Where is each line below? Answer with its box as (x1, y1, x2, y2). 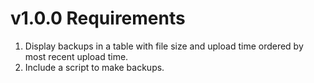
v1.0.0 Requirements (10, 7, 186, 30)
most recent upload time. (24, 50, 129, 62)
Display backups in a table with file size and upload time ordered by (24, 40, 304, 52)
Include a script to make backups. (24, 61, 165, 73)
